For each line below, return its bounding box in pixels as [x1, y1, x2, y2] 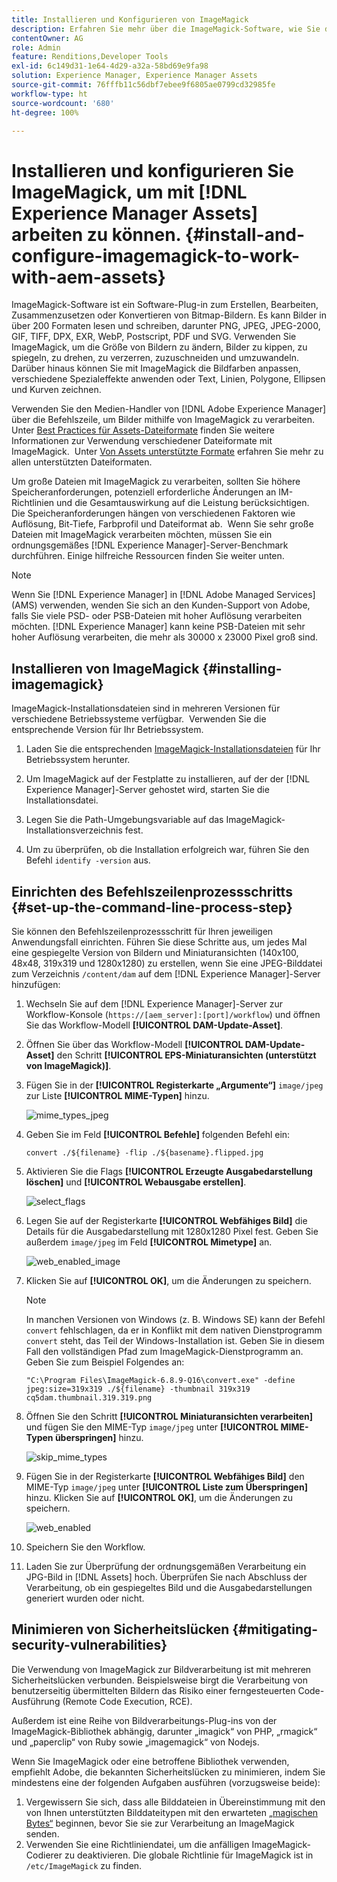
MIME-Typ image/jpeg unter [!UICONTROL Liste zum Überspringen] [25, 1481, 308, 1493]
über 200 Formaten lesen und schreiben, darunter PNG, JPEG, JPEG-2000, [11, 320, 321, 332]
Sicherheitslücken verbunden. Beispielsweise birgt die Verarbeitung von [11, 1674, 308, 1686]
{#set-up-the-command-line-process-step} [11, 899, 293, 916]
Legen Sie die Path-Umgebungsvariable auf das [25, 814, 224, 826]
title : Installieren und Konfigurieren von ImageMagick [11, 14, 249, 25]
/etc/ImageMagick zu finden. [25, 1859, 143, 1871]
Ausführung [11, 1695, 61, 1707]
